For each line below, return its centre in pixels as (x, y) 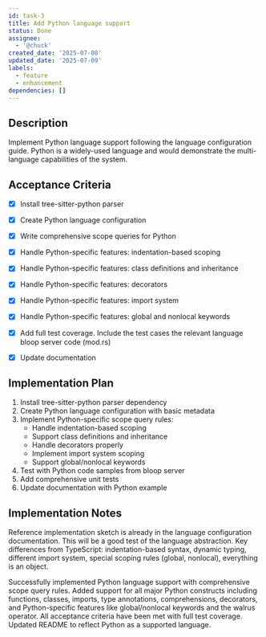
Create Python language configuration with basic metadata (117, 411)
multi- (247, 151)
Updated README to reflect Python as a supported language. (110, 625)
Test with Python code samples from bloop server (103, 471)
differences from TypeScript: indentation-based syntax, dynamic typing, (127, 549)
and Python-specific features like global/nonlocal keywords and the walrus (132, 608)
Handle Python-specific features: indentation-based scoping (120, 252)
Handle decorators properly (78, 445)
